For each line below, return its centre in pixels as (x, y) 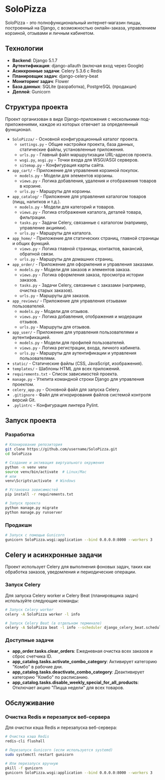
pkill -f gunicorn (24, 768)
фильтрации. (33, 217)
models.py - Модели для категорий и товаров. (67, 207)
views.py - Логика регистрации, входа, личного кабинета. (80, 348)
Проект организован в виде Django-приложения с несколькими (72, 119)
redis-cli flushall (25, 741)
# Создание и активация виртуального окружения (55, 463)
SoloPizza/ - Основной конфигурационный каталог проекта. (75, 139)
